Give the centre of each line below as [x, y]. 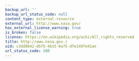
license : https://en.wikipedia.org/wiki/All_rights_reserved [70, 37]
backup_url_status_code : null [36, 14]
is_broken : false [23, 32]
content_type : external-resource [40, 19]
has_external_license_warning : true [43, 28]
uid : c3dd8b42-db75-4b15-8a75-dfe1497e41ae [51, 46]
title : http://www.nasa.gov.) [36, 42]
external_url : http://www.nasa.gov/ [43, 23]
